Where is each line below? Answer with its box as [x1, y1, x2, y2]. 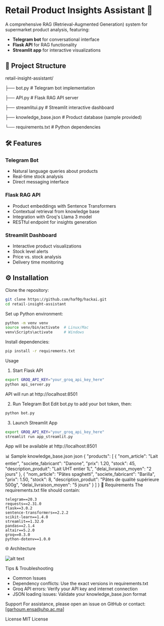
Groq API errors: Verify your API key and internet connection [12, 586, 138, 592]
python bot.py [5, 410, 35, 415]
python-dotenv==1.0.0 [5, 537, 51, 542]
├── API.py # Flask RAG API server [5, 94, 79, 100]
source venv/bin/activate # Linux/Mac [5, 325, 89, 330]
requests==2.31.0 [5, 502, 42, 507]
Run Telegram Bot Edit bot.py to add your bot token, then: [12, 401, 132, 407]
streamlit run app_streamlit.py [5, 434, 73, 439]
